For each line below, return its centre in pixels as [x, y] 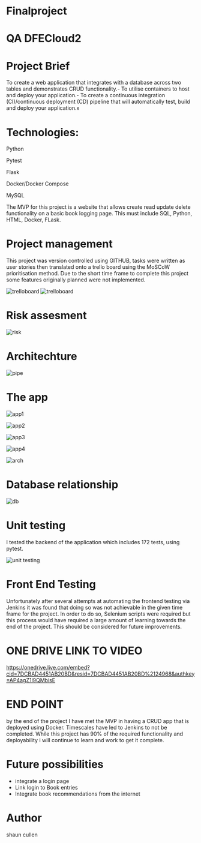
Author [24, 818]
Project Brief [38, 66]
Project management [59, 244]
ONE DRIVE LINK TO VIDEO [74, 651]
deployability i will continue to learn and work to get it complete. [85, 740]
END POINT [35, 704]
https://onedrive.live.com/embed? [48, 667]
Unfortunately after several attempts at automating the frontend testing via [98, 601]
